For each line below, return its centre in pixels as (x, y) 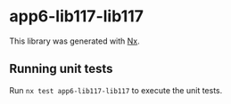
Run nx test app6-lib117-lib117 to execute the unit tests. (116, 90)
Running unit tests (61, 69)
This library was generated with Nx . (74, 41)
